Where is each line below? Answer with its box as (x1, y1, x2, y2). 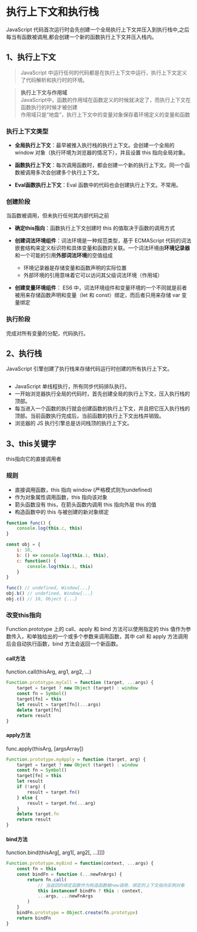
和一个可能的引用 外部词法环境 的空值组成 (14, 252, 113, 259)
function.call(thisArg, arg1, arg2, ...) (6, 668, 92, 675)
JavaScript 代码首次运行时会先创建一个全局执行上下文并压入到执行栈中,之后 (6, 26, 190, 33)
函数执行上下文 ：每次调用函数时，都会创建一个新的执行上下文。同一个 (14, 161, 185, 168)
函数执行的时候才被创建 (20, 104, 78, 111)
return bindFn (16, 915, 51, 921)
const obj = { (6, 541, 41, 548)
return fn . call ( (27, 877, 67, 883)
